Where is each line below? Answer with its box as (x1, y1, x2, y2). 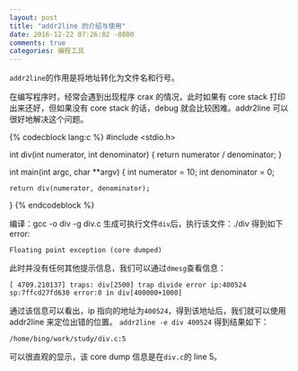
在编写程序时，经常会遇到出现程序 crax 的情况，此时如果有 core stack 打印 (9, 92, 285, 102)
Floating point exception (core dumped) (9, 246, 163, 255)
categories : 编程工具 (9, 47, 85, 56)
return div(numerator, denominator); (9, 184, 151, 193)
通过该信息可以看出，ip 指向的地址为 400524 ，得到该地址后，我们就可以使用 (9, 305, 286, 316)
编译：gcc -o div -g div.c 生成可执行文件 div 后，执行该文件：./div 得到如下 (9, 218, 284, 229)
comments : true (9, 38, 66, 48)
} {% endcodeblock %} (9, 199, 95, 211)
